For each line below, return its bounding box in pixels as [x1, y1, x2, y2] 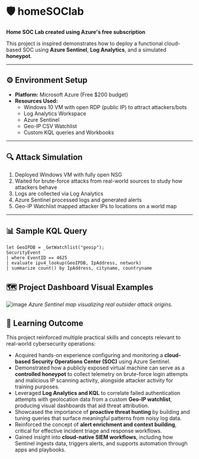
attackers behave [14, 183, 57, 190]
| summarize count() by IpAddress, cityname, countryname [6, 265, 152, 272]
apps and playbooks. [14, 446, 66, 453]
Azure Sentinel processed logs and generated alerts [14, 196, 142, 203]
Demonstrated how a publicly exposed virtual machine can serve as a [14, 364, 185, 371]
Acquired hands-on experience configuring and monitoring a [14, 352, 163, 359]
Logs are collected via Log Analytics [14, 190, 104, 197]
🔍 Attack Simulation [6, 152, 83, 162]
